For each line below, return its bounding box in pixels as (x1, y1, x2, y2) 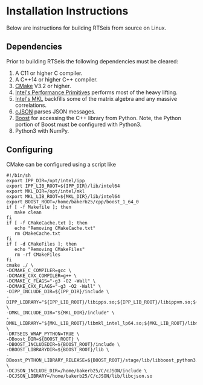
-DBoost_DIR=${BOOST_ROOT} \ (6, 336, 80, 342)
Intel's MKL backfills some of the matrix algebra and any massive (14, 95, 177, 102)
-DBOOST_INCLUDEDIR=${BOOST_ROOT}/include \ (6, 341, 120, 348)
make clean (14, 209, 42, 215)
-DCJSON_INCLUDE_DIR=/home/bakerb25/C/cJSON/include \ (6, 367, 147, 374)
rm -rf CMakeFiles (14, 252, 61, 258)
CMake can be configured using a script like (6, 161, 117, 168)
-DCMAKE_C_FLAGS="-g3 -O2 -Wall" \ (6, 278, 96, 284)
